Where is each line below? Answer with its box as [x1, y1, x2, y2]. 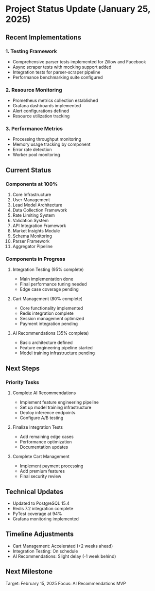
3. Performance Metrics [5, 125, 63, 132]
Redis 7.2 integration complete [12, 505, 73, 511]
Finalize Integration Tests [12, 424, 63, 430]
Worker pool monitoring [12, 152, 60, 158]
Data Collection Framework [12, 207, 68, 213]
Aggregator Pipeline [12, 244, 53, 249]
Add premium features [19, 468, 65, 474]
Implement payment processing [19, 463, 84, 469]
